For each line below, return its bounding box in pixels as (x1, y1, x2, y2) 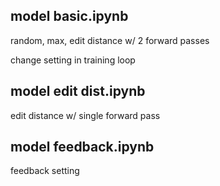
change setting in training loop (10, 54, 136, 66)
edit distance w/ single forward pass (10, 109, 161, 121)
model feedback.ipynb (10, 139, 155, 156)
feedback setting (10, 165, 80, 177)
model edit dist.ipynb (10, 83, 146, 100)
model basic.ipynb (10, 8, 129, 25)
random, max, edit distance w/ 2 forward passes (10, 34, 210, 46)
